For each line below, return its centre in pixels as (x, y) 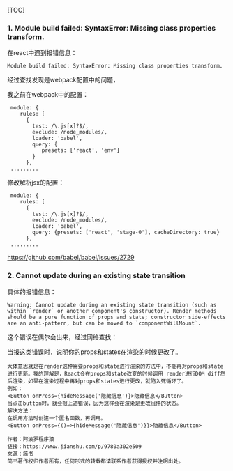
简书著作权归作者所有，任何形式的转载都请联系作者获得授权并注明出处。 (96, 461)
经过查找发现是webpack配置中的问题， (63, 80)
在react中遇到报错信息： (42, 53)
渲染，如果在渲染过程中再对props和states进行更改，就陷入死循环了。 (99, 381)
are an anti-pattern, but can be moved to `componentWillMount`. (104, 323)
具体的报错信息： (32, 291)
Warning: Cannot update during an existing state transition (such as (112, 305)
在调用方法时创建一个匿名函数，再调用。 (57, 418)
